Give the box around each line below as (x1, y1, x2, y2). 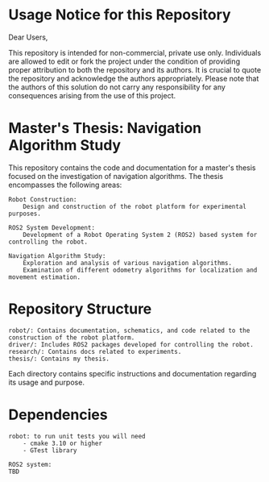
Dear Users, (8, 32, 48, 42)
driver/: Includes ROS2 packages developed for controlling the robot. (8, 340, 254, 348)
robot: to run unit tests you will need (8, 432, 147, 440)
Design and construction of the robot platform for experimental (23, 202, 247, 210)
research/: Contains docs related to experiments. (8, 347, 182, 355)
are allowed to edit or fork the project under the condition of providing (8, 56, 240, 66)
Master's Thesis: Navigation (8, 119, 202, 138)
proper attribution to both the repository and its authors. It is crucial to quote (8, 64, 262, 74)
